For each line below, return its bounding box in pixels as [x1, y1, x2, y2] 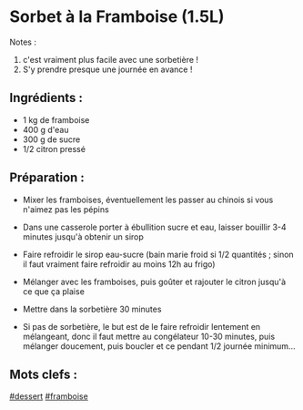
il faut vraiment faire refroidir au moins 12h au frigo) [22, 258, 216, 270]
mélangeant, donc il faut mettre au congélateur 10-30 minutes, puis [22, 331, 276, 342]
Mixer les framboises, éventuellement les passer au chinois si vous [22, 194, 274, 205]
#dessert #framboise [9, 391, 88, 402]
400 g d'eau [22, 124, 69, 135]
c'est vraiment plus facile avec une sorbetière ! [22, 54, 198, 65]
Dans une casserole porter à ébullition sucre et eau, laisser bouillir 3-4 [22, 221, 287, 232]
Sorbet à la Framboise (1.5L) [9, 6, 225, 27]
